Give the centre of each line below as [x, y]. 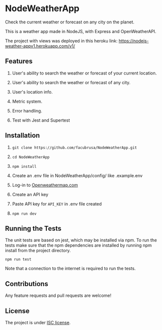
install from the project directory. [38, 251]
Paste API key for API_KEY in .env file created [57, 204]
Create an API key [30, 194]
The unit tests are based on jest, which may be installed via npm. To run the [81, 240]
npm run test [18, 259]
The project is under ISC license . [38, 322]
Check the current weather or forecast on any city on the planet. [70, 22]
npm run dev [24, 214]
